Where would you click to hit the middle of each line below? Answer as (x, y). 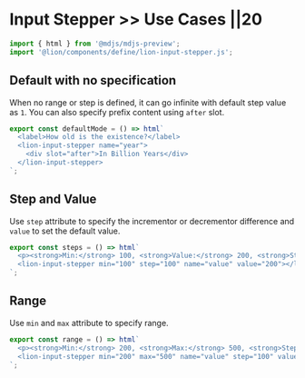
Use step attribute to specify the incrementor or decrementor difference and (152, 221)
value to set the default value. (65, 231)
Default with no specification (93, 80)
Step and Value (53, 199)
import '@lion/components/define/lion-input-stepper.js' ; (121, 52)
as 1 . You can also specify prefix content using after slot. (117, 112)
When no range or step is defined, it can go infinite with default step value (148, 102)
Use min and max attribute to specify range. (89, 323)
